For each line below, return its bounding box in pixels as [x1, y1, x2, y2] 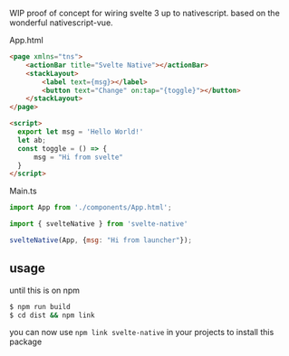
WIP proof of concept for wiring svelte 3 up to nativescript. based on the [9, 8, 281, 18]
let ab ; [17, 136, 47, 145]
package [9, 336, 43, 347]
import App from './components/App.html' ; [9, 203, 172, 212]
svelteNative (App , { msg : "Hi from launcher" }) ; [9, 236, 193, 245]
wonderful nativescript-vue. [9, 17, 113, 28]
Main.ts [9, 185, 38, 197]
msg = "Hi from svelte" [33, 153, 124, 162]
